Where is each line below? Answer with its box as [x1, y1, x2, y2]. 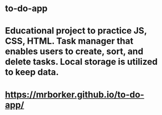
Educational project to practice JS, [5, 25, 147, 37]
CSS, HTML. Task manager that [5, 36, 133, 47]
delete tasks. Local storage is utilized [5, 57, 158, 67]
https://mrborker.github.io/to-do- [5, 89, 145, 100]
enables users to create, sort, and [5, 46, 144, 57]
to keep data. [5, 67, 59, 78]
